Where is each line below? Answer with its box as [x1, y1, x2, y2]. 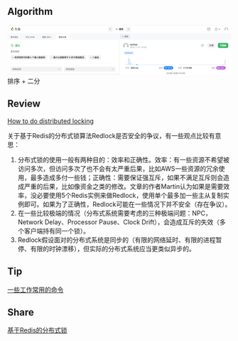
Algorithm [7, 6, 53, 18]
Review [7, 98, 41, 110]
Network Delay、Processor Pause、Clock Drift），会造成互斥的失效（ [17, 217, 220, 226]
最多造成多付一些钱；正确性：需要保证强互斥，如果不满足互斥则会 [30, 173, 224, 182]
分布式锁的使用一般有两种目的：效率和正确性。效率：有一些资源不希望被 [17, 155, 229, 164]
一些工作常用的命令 [7, 285, 64, 294]
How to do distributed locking [7, 117, 94, 125]
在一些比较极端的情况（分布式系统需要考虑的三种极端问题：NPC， [17, 209, 212, 217]
